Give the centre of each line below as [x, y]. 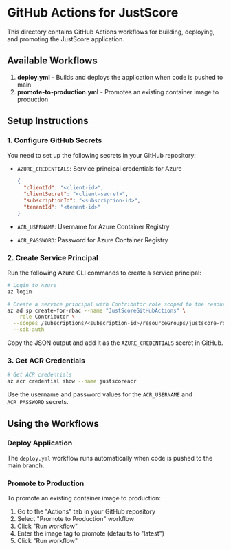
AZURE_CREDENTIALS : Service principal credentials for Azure [99, 169]
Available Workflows [52, 61]
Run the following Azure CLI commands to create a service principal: [104, 273]
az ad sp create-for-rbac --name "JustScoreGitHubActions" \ [97, 310]
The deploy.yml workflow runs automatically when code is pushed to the [110, 458]
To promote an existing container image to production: [84, 498]
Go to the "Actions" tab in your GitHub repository [86, 511]
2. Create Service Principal [53, 257]
